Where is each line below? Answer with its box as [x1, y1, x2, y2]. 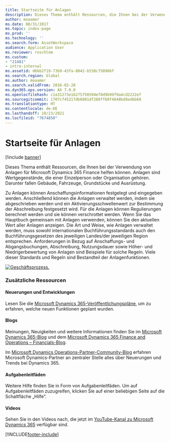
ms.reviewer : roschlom [5, 50, 53, 55]
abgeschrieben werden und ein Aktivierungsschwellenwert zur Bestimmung [5, 200, 163, 206]
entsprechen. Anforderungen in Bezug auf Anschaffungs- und [5, 238, 135, 244]
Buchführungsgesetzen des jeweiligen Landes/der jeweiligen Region [5, 233, 148, 239]
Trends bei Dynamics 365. [5, 360, 60, 366]
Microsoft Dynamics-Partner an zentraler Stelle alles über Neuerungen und [5, 355, 161, 361]
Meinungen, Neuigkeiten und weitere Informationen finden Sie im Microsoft [5, 329, 162, 335]
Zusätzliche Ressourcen [5, 277, 67, 284]
